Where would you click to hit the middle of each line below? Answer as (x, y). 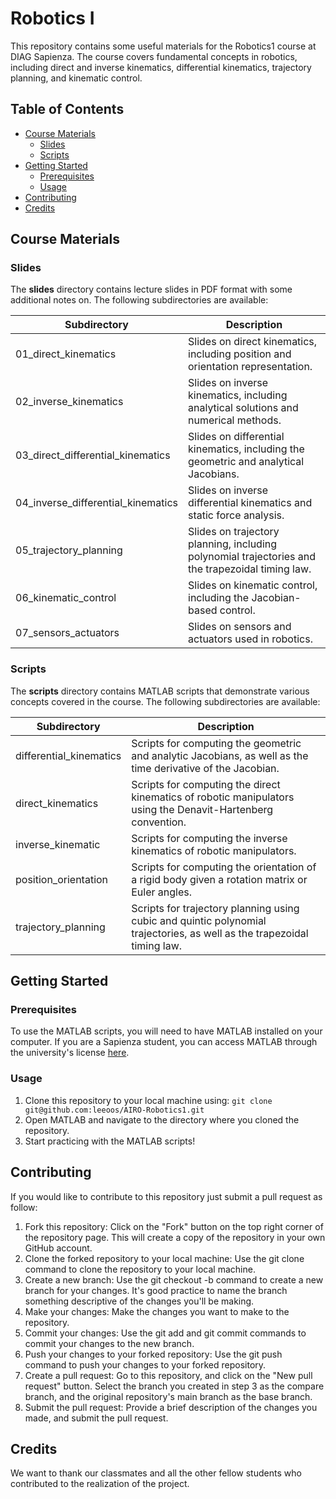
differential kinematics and (250, 503)
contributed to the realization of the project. (100, 1484)
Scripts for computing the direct (206, 784)
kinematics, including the (246, 449)
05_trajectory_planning (69, 550)
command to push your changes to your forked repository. (145, 1364)
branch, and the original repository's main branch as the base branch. (168, 1396)
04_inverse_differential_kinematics (97, 503)
